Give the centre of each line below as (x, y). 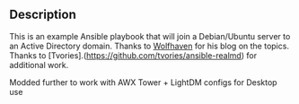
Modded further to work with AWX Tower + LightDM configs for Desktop (143, 82)
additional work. (39, 65)
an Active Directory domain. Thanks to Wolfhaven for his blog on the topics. (149, 46)
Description (43, 15)
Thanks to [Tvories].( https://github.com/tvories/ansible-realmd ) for (133, 55)
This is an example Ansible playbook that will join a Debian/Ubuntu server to (150, 36)
